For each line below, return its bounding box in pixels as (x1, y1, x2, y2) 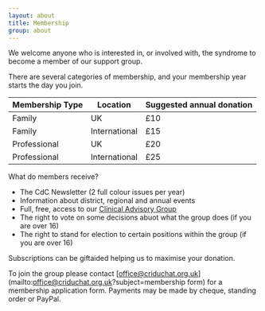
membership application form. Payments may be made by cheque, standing (8, 286, 257, 295)
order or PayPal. (8, 294, 61, 304)
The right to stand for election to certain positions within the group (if (19, 230, 247, 239)
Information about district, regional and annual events (19, 196, 196, 205)
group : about (8, 26, 52, 34)
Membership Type (12, 99, 84, 111)
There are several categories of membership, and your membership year (8, 72, 247, 82)
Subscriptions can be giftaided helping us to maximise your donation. (8, 254, 236, 263)
